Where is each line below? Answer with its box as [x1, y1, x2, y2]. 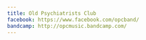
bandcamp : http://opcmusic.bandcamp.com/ [7, 22, 127, 29]
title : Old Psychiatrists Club [7, 9, 97, 17]
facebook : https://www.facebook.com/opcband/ [7, 16, 139, 23]
